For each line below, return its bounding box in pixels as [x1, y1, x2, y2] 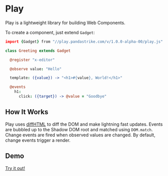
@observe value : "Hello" [10, 66, 62, 71]
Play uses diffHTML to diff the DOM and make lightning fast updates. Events [5, 121, 163, 127]
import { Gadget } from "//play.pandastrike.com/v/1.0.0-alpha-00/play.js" [5, 39, 163, 44]
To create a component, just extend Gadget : [5, 29, 95, 35]
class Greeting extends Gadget [5, 48, 71, 53]
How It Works [5, 108, 49, 116]
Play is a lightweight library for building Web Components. [5, 20, 126, 26]
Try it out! [5, 165, 25, 171]
